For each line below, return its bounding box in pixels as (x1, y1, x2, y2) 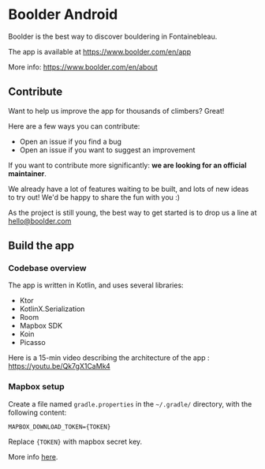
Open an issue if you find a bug (19, 137, 122, 146)
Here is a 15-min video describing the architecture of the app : (8, 353, 211, 362)
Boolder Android (8, 6, 118, 24)
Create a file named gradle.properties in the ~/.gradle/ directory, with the (8, 399, 252, 408)
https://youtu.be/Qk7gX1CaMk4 (8, 362, 110, 371)
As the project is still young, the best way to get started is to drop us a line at (8, 208, 257, 217)
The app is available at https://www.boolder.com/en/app (8, 47, 192, 56)
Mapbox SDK (19, 321, 63, 331)
